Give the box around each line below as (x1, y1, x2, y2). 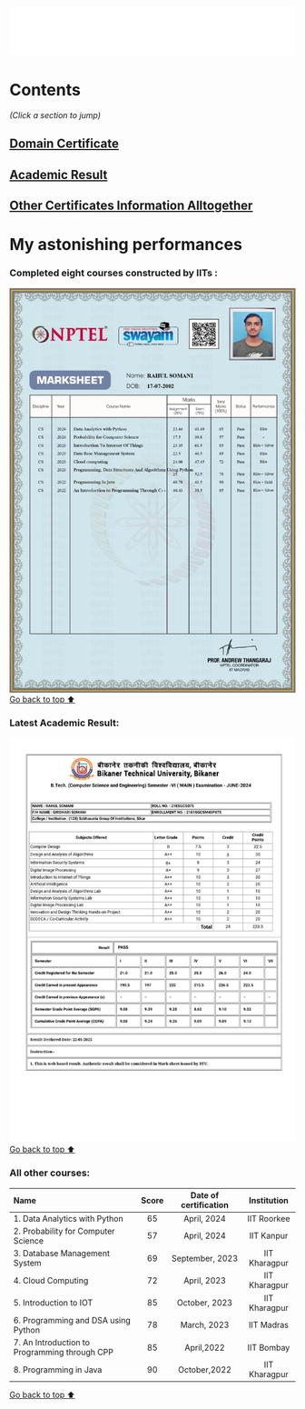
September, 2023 (171, 1253, 239, 1264)
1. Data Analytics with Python (13, 1213, 124, 1224)
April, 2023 (182, 1274, 227, 1285)
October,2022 (178, 1364, 231, 1374)
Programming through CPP (13, 1347, 113, 1358)
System (13, 1257, 43, 1269)
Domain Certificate (9, 136, 120, 152)
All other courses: (9, 1166, 91, 1179)
